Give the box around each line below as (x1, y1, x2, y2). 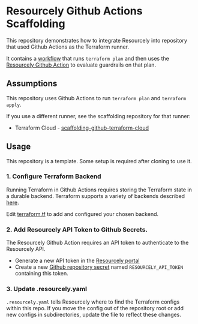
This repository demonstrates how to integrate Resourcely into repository (6, 37, 188, 44)
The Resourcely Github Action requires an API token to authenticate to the (6, 239, 189, 247)
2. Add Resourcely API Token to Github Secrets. (6, 225, 148, 233)
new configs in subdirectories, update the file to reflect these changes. (6, 311, 182, 319)
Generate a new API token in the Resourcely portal (14, 257, 140, 265)
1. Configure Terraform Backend (6, 172, 101, 181)
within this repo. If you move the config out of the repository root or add (6, 305, 184, 312)
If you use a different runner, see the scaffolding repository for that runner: (6, 112, 191, 119)
